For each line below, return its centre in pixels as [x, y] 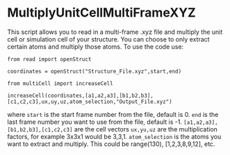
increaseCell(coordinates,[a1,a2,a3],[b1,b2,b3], [81, 95]
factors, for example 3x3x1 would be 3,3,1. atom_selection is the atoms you [114, 136]
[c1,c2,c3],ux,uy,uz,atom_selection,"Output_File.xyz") [90, 102]
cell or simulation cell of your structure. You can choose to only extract [108, 39]
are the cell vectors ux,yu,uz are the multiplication [146, 129]
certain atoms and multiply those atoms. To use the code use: [96, 46]
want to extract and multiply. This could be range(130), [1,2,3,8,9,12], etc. [111, 144]
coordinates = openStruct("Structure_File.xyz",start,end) [95, 71]
